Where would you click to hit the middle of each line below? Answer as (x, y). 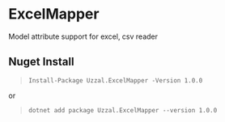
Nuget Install (41, 62)
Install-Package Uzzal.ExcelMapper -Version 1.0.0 (115, 80)
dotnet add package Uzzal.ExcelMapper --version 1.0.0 (123, 110)
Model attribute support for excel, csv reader (83, 36)
